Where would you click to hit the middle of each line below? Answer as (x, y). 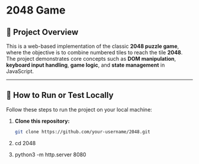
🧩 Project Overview (42, 32)
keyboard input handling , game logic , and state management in (86, 65)
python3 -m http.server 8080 (50, 155)
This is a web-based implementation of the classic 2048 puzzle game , (93, 46)
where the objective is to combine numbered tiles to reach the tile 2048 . (94, 53)
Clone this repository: (42, 121)
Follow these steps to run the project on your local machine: (79, 109)
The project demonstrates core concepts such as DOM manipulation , (91, 59)
